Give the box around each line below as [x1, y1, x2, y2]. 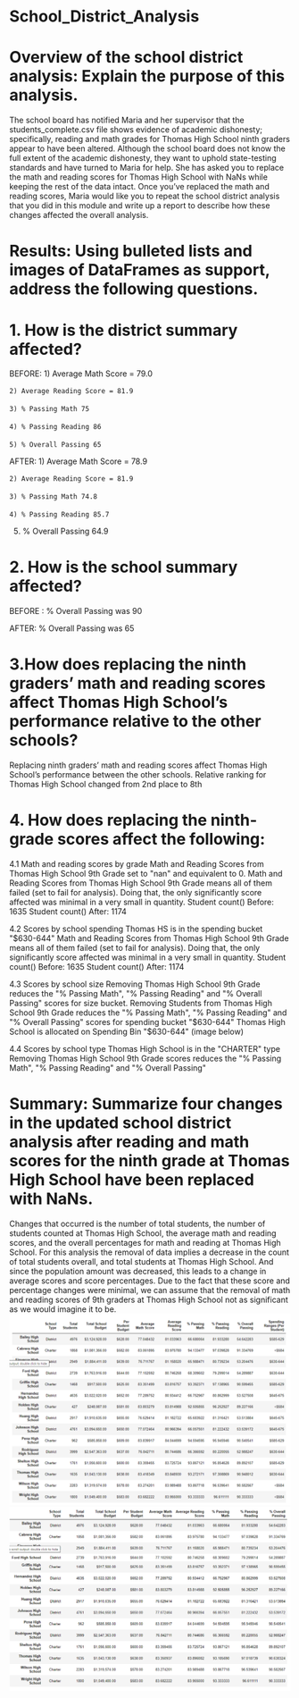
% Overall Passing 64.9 [21, 525, 109, 537]
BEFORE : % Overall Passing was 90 [9, 606, 143, 617]
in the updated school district [9, 1113, 232, 1133]
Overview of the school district [9, 47, 244, 68]
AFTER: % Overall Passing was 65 [9, 623, 135, 634]
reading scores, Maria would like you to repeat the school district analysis [9, 190, 280, 202]
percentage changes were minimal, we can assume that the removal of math [9, 1285, 291, 1295]
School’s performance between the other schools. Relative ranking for [9, 769, 267, 780]
